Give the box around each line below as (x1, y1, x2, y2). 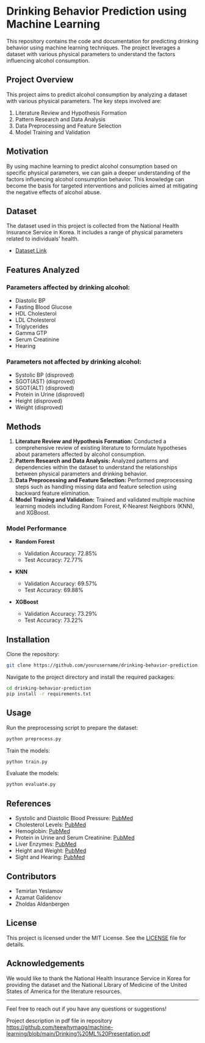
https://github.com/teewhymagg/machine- (6, 1023, 113, 1031)
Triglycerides (15, 323, 49, 330)
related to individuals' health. (6, 235, 79, 242)
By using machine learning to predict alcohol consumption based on (6, 162, 178, 170)
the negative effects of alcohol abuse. (6, 188, 102, 196)
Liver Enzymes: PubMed (15, 840, 77, 848)
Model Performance (6, 524, 67, 533)
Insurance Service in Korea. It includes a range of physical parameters (6, 229, 183, 236)
